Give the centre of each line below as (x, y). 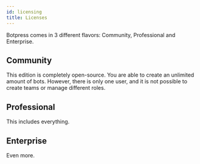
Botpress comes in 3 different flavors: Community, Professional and (91, 35)
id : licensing (24, 12)
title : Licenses (27, 18)
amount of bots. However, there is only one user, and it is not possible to (97, 81)
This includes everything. (38, 121)
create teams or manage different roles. (56, 88)
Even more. (21, 155)
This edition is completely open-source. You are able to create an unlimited (100, 75)
